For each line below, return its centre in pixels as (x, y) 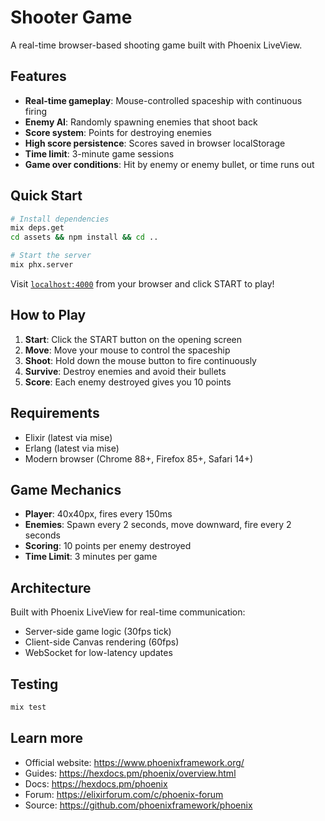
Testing (34, 684)
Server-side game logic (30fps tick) (98, 632)
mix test (28, 707)
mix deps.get (37, 228)
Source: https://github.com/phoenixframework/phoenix (138, 805)
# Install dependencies (60, 219)
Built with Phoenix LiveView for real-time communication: (128, 612)
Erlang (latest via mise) (72, 448)
